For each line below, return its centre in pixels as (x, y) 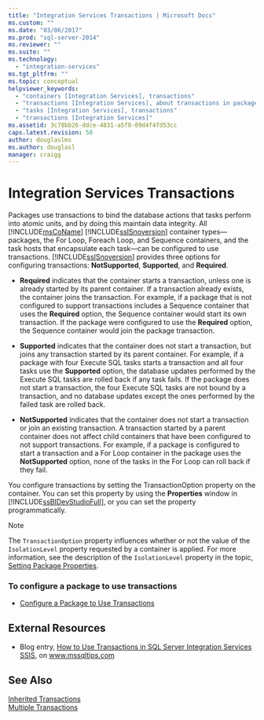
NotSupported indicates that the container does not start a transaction (134, 420)
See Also (30, 680)
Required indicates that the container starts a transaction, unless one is (135, 281)
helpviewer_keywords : (44, 89)
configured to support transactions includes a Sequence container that (134, 306)
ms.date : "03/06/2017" (45, 30)
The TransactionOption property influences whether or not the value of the (129, 541)
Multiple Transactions (43, 707)
